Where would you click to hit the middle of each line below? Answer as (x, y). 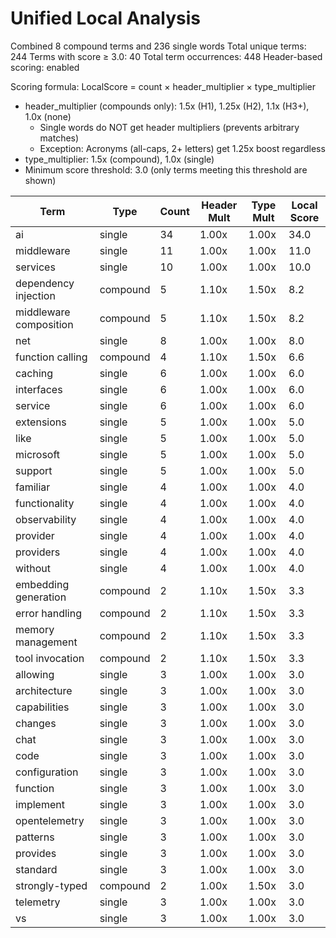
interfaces (39, 389)
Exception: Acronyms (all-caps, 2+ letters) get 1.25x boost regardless (182, 148)
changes (36, 723)
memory (35, 629)
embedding (42, 584)
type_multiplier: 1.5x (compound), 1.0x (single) (119, 159)
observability (46, 519)
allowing (35, 674)
